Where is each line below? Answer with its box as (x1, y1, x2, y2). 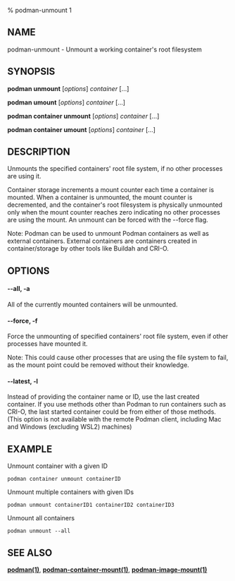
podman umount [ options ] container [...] (7, 98, 125, 107)
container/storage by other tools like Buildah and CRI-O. (7, 244, 169, 253)
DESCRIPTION (7, 146, 70, 158)
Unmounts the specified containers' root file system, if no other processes (7, 164, 223, 173)
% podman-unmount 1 (7, 6, 72, 14)
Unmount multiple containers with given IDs (7, 488, 134, 496)
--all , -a (7, 284, 30, 293)
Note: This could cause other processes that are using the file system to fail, (7, 353, 229, 362)
